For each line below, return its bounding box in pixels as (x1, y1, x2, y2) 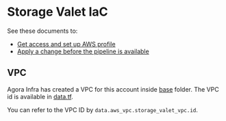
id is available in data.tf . (7, 92, 73, 100)
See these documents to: (7, 27, 78, 35)
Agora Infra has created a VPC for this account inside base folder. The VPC (7, 85, 219, 93)
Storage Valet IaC (7, 4, 108, 20)
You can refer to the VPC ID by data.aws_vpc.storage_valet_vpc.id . (7, 105, 199, 113)
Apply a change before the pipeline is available (16, 47, 149, 55)
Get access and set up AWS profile (16, 40, 116, 48)
